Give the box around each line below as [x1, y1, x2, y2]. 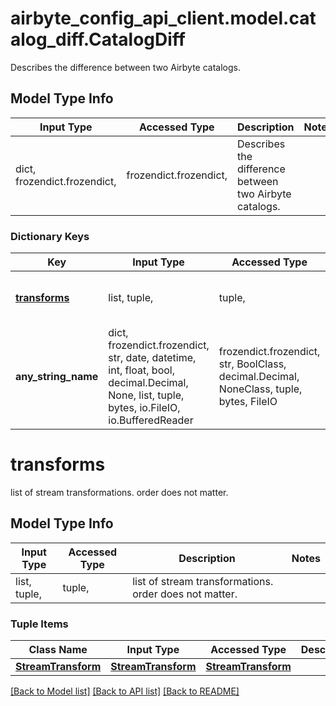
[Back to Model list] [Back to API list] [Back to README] [10, 685, 240, 697]
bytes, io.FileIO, [108, 401, 181, 415]
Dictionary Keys [10, 229, 90, 243]
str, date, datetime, [108, 351, 197, 365]
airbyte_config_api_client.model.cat [10, 7, 317, 30]
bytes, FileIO [218, 395, 278, 409]
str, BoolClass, [218, 357, 287, 371]
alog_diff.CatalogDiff [10, 28, 186, 51]
